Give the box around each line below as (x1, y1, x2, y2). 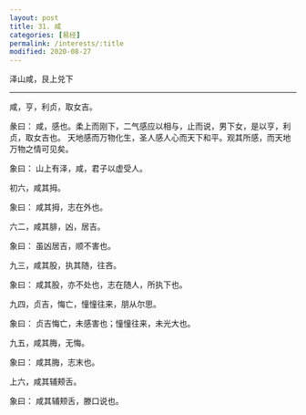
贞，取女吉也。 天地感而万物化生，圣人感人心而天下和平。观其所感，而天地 (9, 132, 291, 143)
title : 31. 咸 (9, 22, 62, 31)
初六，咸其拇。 (9, 182, 66, 193)
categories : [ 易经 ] (9, 30, 81, 39)
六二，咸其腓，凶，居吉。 (9, 221, 106, 233)
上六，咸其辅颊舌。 (9, 376, 82, 388)
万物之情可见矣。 (9, 143, 74, 155)
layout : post (9, 13, 59, 23)
